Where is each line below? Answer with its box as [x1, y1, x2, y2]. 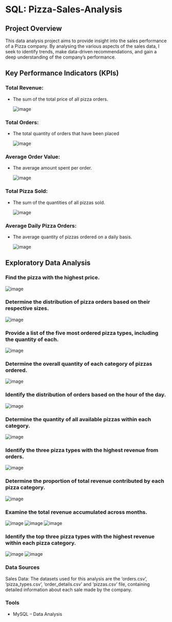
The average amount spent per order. [12, 165, 92, 171]
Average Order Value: [5, 153, 61, 160]
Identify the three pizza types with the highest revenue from [5, 446, 159, 454]
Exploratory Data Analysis [5, 258, 91, 268]
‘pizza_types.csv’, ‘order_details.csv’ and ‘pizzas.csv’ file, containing [5, 581, 150, 587]
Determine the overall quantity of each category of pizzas [5, 361, 152, 368]
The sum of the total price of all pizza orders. [12, 96, 108, 102]
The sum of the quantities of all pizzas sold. [12, 199, 105, 205]
